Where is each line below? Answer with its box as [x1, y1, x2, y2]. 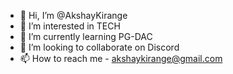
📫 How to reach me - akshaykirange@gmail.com [19, 53, 223, 64]
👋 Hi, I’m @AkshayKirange [19, 10, 128, 21]
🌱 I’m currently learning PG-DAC [19, 31, 153, 42]
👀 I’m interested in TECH [19, 20, 121, 32]
